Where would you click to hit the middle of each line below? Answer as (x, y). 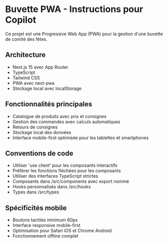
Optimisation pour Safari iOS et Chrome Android (62, 231)
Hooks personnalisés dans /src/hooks (52, 187)
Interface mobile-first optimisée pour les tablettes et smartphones (80, 138)
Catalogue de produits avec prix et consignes (59, 116)
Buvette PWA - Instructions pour (74, 9)
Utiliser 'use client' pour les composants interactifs (65, 165)
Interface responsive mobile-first (46, 225)
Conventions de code (39, 153)
